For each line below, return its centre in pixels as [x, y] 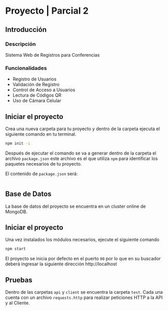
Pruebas [19, 280]
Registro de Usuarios [34, 79]
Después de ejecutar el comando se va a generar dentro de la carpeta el [81, 153]
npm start [16, 249]
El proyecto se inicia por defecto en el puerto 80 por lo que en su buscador [83, 259]
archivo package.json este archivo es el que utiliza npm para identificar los [81, 158]
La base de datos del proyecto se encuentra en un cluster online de [75, 206]
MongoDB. [16, 211]
